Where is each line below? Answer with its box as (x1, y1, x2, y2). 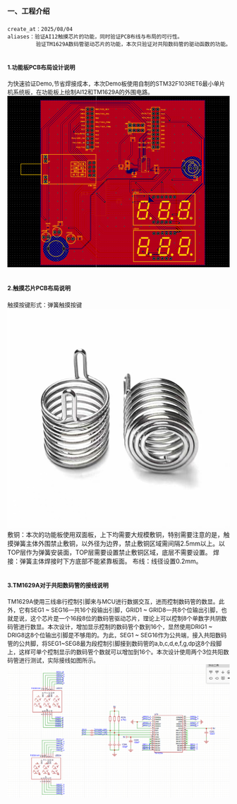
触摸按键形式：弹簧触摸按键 (7, 300, 83, 309)
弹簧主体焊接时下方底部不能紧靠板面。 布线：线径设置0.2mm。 (19, 557, 202, 566)
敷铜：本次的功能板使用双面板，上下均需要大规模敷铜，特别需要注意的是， (7, 531, 224, 539)
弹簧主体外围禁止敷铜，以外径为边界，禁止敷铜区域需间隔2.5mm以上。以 (13, 539, 226, 548)
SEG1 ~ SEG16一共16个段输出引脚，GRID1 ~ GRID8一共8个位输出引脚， (30, 606, 221, 614)
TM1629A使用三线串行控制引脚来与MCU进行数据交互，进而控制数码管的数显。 (7, 598, 219, 605)
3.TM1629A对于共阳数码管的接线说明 (7, 581, 109, 589)
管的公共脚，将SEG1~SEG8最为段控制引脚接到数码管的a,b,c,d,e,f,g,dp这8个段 (7, 639, 217, 648)
